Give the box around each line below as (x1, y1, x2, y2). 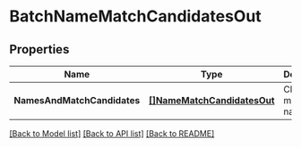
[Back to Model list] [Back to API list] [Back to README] (9, 128, 215, 139)
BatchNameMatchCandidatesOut (9, 6, 262, 27)
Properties (9, 42, 70, 57)
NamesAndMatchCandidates (13, 94, 141, 106)
